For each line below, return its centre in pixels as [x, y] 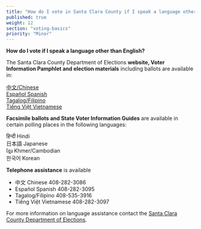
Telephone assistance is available [49, 170]
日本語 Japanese [27, 144]
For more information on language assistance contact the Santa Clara [92, 213]
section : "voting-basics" [38, 28]
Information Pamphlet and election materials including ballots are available [100, 69]
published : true [26, 17]
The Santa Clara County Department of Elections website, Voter [86, 63]
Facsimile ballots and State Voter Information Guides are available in [92, 118]
